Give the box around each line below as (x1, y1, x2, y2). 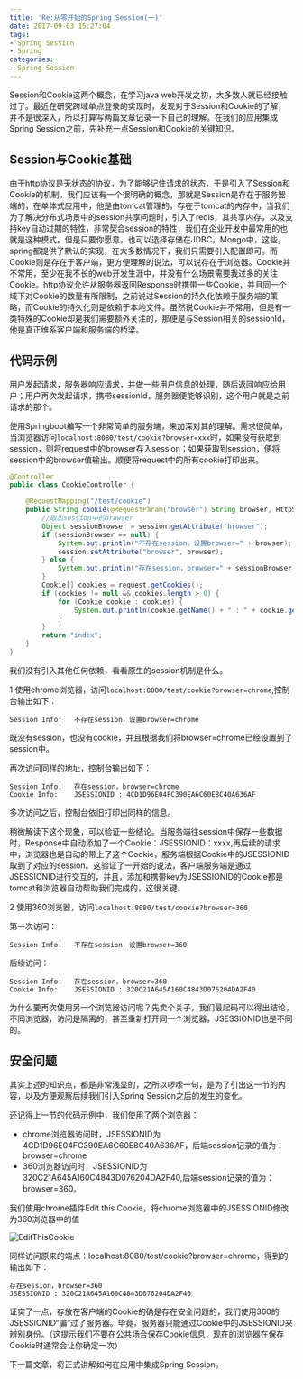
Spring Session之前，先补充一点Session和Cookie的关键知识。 (9, 123, 240, 133)
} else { (41, 555, 75, 564)
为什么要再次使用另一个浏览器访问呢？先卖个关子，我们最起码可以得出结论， (9, 1001, 294, 1012)
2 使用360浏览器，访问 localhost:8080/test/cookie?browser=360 (9, 901, 248, 912)
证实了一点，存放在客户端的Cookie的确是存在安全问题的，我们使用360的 (9, 1306, 280, 1317)
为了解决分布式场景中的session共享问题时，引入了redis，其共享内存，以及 (9, 211, 286, 222)
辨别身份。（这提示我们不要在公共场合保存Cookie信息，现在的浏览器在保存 (9, 1329, 285, 1339)
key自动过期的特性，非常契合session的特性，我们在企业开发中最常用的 (16, 223, 280, 233)
